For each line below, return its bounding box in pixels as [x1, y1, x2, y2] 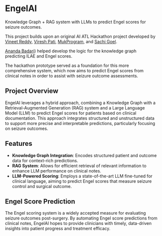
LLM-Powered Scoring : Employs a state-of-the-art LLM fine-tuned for [12, 173, 153, 179]
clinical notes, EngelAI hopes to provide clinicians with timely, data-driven [5, 220, 152, 226]
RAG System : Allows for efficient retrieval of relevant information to [12, 163, 147, 169]
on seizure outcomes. [5, 126, 48, 131]
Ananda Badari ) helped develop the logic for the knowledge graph [5, 48, 137, 54]
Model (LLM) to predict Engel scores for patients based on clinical [5, 110, 137, 116]
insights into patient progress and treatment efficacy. [5, 226, 111, 232]
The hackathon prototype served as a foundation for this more [5, 63, 129, 68]
